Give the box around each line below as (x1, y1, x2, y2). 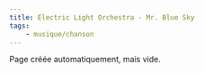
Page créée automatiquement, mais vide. (9, 54, 162, 65)
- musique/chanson (25, 29, 94, 38)
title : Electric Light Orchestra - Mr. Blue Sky (9, 12, 195, 22)
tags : (9, 21, 30, 30)
